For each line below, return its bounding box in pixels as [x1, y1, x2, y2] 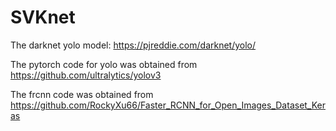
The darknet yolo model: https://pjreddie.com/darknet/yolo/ [10, 39, 257, 51]
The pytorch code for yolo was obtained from [10, 58, 198, 70]
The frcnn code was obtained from [10, 88, 154, 100]
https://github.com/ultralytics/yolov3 [10, 69, 162, 81]
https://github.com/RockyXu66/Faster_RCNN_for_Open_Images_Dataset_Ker [10, 99, 327, 111]
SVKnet [10, 6, 76, 29]
